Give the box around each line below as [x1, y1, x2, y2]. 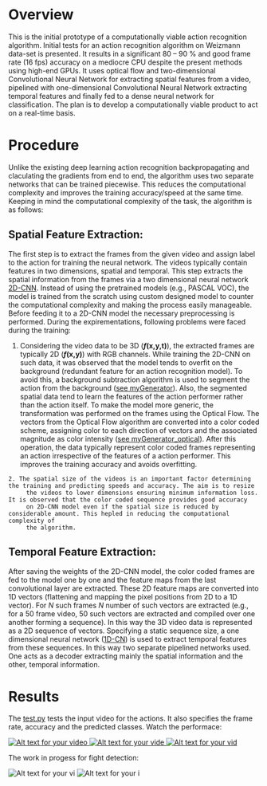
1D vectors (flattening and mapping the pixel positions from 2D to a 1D [8, 591, 238, 601]
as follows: [8, 205, 44, 214]
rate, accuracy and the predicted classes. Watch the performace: [8, 722, 222, 732]
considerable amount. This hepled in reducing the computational [8, 509, 230, 517]
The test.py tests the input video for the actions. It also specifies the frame [8, 713, 253, 723]
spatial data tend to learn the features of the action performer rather [19, 391, 244, 401]
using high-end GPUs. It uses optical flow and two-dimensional [8, 65, 216, 75]
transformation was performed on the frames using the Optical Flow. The [19, 408, 260, 418]
